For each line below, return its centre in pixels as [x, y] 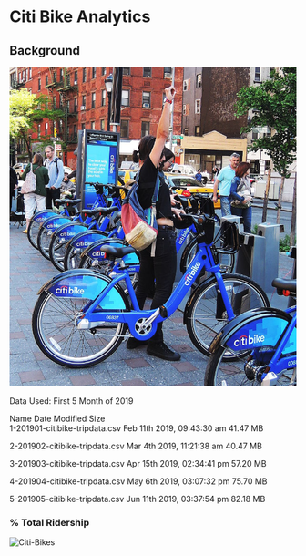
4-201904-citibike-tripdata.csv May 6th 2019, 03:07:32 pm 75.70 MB [138, 481]
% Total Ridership [50, 522]
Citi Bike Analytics [80, 17]
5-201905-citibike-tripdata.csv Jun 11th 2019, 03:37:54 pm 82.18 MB [138, 499]
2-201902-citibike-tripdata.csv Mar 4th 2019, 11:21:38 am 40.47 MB [136, 446]
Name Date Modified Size [57, 419]
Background [45, 51]
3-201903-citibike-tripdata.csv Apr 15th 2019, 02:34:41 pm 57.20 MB [138, 464]
